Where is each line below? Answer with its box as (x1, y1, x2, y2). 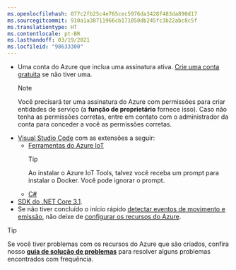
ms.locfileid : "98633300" (7, 43, 83, 50)
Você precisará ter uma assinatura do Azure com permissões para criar (17, 98, 226, 106)
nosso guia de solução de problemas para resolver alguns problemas (7, 247, 211, 255)
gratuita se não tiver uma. (17, 70, 93, 78)
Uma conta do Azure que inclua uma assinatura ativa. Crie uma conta (17, 63, 220, 71)
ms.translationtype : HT (7, 23, 78, 30)
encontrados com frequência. (7, 255, 94, 263)
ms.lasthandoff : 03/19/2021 (7, 37, 90, 44)
